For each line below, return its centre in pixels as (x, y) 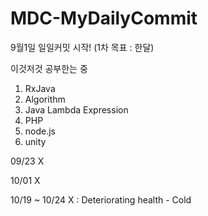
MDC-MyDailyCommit (104, 18)
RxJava (40, 88)
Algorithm (45, 99)
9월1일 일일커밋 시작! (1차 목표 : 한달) (82, 47)
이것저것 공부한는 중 (49, 68)
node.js (40, 131)
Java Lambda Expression (76, 109)
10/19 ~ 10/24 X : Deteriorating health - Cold (101, 199)
